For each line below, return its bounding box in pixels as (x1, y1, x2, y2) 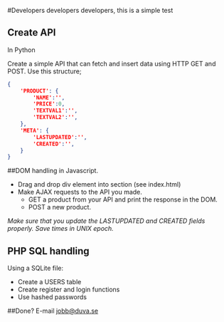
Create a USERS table (17, 278, 82, 286)
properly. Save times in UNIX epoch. (7, 224, 114, 233)
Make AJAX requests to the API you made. (17, 188, 142, 197)
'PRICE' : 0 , (33, 100, 65, 108)
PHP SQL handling (7, 245, 90, 257)
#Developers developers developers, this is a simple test (7, 6, 174, 14)
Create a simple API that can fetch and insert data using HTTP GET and (7, 59, 216, 68)
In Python (7, 46, 36, 54)
